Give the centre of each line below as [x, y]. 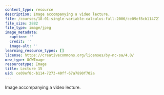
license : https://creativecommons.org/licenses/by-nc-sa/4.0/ [70, 55]
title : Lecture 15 [24, 69]
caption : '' [22, 37]
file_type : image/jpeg [28, 28]
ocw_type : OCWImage [25, 60]
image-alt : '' [24, 46]
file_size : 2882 [21, 23]
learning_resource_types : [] [35, 50]
